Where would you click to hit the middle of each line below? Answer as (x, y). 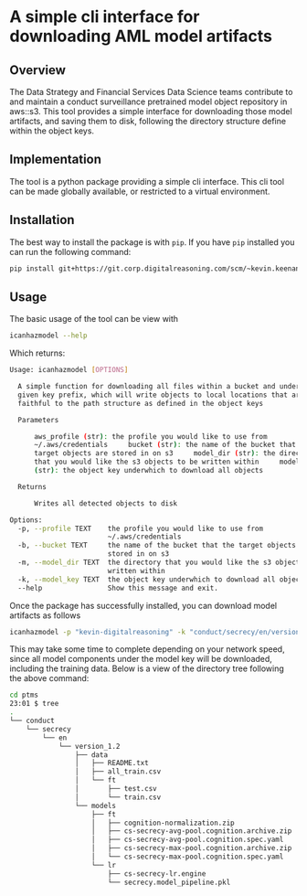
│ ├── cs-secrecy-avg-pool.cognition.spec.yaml (187, 840)
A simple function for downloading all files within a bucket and (147, 387)
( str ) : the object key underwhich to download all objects (148, 471)
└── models (95, 805)
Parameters (38, 420)
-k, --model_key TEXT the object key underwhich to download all (147, 579)
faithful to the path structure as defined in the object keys (140, 403)
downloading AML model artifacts (141, 36)
